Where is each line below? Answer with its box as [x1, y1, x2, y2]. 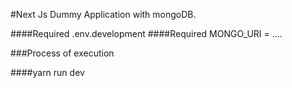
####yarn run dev [10, 67, 85, 78]
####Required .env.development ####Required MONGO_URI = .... [10, 28, 283, 39]
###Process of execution [10, 47, 115, 59]
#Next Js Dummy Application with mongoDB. [10, 9, 197, 20]
